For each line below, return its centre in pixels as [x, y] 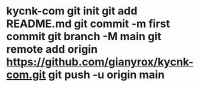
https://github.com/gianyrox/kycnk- [100, 62]
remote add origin [52, 49]
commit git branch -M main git [84, 37]
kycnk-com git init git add [72, 11]
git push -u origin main [106, 75]
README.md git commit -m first [88, 24]
